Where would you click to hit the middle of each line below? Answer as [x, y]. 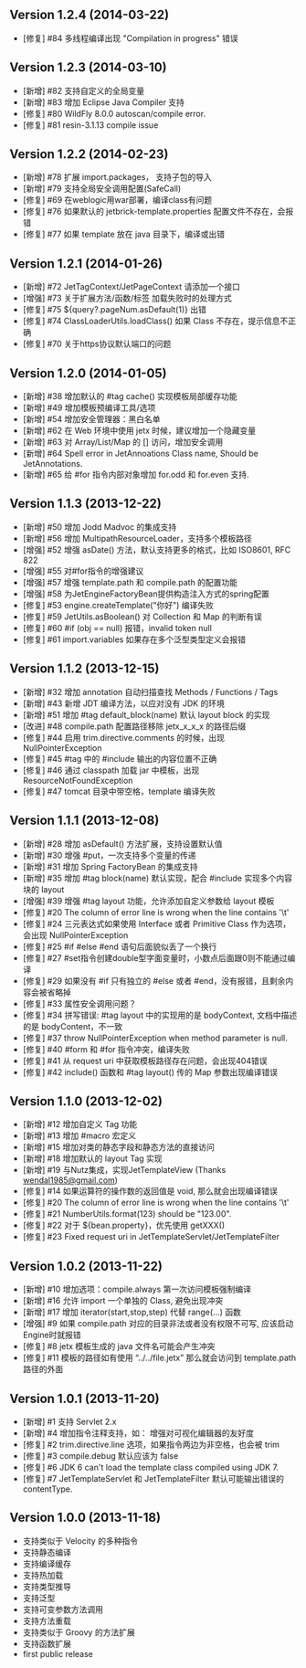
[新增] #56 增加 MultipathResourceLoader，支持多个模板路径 [137, 538]
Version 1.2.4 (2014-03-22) [90, 15]
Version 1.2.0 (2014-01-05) [88, 373]
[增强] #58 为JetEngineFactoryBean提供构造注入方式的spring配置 [146, 594]
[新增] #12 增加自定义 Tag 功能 [80, 1124]
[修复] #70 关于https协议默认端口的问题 [97, 344]
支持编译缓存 [47, 1563]
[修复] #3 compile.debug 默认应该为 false [100, 1455]
